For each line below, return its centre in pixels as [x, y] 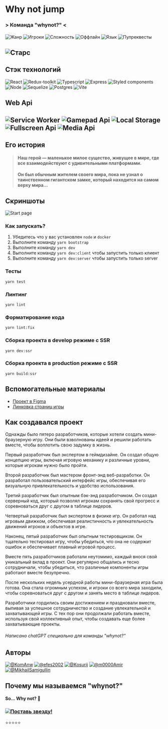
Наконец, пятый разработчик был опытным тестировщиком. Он [74, 536]
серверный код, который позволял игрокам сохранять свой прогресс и [82, 501]
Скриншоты [25, 201]
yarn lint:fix [20, 328]
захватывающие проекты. [33, 624]
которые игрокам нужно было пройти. [46, 465]
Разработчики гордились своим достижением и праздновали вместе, [80, 603]
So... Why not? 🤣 [23, 698]
